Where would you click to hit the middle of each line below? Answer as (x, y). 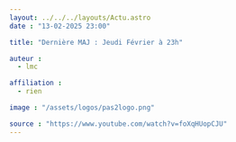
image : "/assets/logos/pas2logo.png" (82, 108)
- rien (30, 92)
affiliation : (36, 83)
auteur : (26, 58)
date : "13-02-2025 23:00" (60, 26)
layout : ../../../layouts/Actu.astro (80, 18)
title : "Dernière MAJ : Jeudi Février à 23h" (96, 42)
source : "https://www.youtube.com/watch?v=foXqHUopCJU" (118, 124)
